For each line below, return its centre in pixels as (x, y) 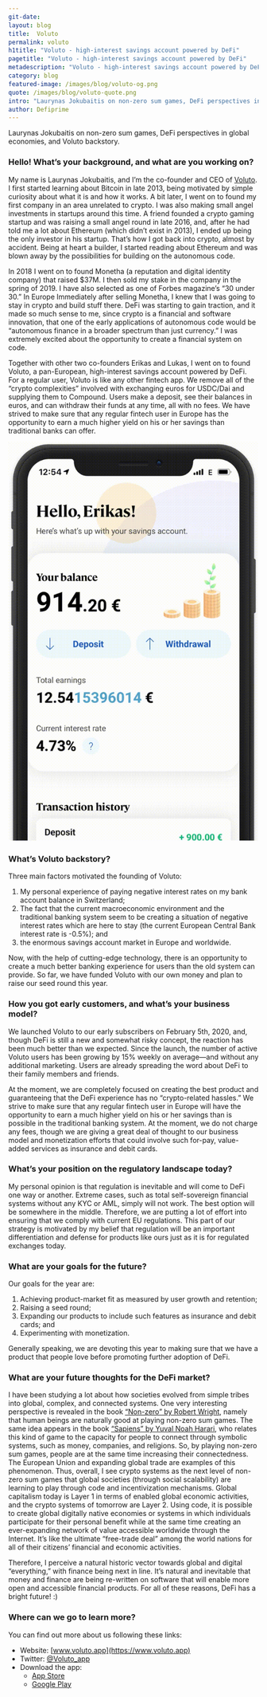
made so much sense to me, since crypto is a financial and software (120, 313)
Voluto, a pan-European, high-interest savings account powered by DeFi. (128, 371)
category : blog (33, 76)
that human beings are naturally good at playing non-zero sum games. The (131, 1420)
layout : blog (30, 25)
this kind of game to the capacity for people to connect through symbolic (128, 1437)
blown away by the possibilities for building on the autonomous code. (122, 256)
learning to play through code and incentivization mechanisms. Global (122, 1488)
